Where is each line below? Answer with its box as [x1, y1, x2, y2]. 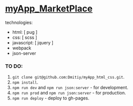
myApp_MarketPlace [5, 3, 93, 14]
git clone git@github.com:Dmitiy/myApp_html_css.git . [12, 74, 125, 80]
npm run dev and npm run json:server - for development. [12, 85, 129, 91]
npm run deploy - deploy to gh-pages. [12, 95, 89, 101]
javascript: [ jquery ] [12, 39, 53, 45]
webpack [12, 45, 31, 51]
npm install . [12, 79, 39, 85]
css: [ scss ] [12, 34, 37, 40]
